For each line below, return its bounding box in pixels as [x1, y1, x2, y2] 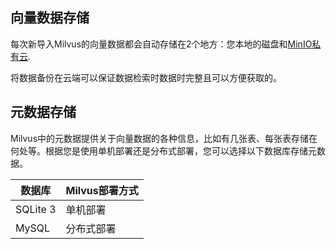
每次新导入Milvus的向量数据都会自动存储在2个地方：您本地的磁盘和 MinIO [10, 38, 313, 50]
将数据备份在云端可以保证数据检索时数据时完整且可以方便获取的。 [10, 71, 282, 83]
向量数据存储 [10, 9, 90, 27]
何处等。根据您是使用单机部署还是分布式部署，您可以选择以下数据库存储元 [10, 144, 317, 157]
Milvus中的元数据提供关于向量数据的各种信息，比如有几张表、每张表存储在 [10, 132, 318, 144]
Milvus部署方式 [65, 183, 139, 197]
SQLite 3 [15, 202, 57, 216]
